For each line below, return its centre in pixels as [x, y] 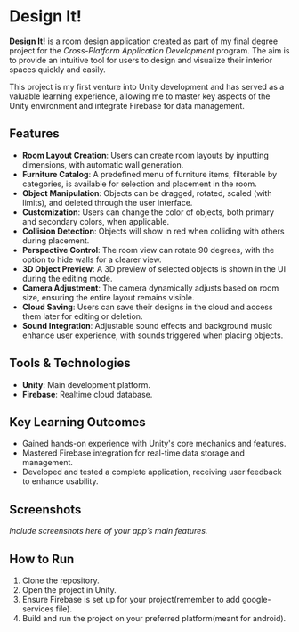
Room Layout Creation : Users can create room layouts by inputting [145, 155]
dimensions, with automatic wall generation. [103, 164]
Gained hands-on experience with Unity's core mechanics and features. [154, 444]
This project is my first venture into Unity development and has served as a [147, 86]
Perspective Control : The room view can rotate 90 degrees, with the [148, 250]
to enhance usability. [60, 481]
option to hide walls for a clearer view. [92, 259]
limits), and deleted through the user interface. [107, 202]
